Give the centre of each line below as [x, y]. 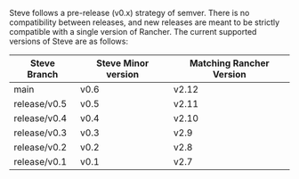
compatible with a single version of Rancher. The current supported [133, 32]
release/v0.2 [40, 147]
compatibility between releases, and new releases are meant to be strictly [145, 22]
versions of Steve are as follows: [69, 41]
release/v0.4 [40, 118]
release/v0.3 [40, 133]
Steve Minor [123, 63]
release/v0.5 [40, 104]
